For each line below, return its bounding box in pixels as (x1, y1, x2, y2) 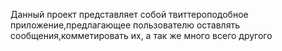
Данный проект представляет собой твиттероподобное (10, 9, 249, 20)
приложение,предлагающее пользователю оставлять (10, 19, 240, 31)
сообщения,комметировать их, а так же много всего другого (10, 30, 273, 41)
